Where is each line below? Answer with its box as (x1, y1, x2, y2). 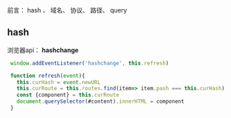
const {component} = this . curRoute (16, 92, 119, 99)
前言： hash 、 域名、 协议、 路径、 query (7, 6, 127, 14)
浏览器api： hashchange (7, 46, 79, 54)
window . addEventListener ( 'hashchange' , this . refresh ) (10, 60, 169, 67)
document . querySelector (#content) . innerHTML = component (16, 98, 185, 106)
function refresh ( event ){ (10, 72, 85, 79)
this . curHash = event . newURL (16, 78, 101, 85)
